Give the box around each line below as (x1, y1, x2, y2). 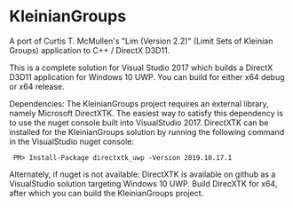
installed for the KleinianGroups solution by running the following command (9, 126, 285, 137)
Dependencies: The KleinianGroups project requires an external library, (9, 98, 269, 108)
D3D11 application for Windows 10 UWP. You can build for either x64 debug (9, 71, 286, 82)
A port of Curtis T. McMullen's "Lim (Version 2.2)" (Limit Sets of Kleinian (9, 36, 273, 46)
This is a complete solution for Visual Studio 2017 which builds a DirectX (9, 62, 273, 73)
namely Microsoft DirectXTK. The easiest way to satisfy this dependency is (9, 107, 284, 118)
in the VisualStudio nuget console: (9, 136, 135, 147)
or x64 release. (9, 81, 65, 92)
